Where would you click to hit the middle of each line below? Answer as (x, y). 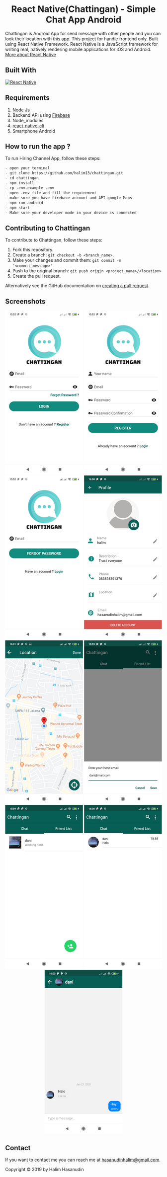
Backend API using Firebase (41, 115)
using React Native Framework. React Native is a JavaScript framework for (82, 44)
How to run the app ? (38, 146)
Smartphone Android (34, 131)
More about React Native (31, 54)
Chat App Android (83, 20)
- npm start (17, 208)
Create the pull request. (37, 276)
